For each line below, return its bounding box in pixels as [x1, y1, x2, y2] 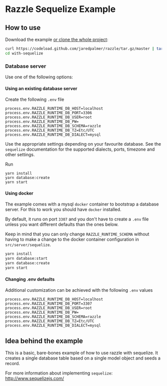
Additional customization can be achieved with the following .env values [5, 287, 153, 293]
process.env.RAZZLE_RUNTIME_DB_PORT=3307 [5, 301, 92, 306]
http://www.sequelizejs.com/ [5, 375, 65, 381]
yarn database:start [5, 256, 48, 261]
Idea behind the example [5, 337, 83, 345]
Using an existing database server [5, 85, 78, 91]
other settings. [5, 152, 35, 158]
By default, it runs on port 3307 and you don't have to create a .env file [5, 216, 149, 222]
